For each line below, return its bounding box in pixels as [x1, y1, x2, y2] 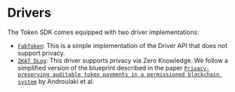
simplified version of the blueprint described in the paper [17, 63, 183, 72]
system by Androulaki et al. [17, 77, 95, 85]
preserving [17, 71, 50, 78]
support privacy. [17, 49, 65, 57]
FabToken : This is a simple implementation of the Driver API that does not [17, 41, 227, 49]
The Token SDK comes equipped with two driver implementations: [7, 28, 199, 36]
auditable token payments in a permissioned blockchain [52, 71, 220, 78]
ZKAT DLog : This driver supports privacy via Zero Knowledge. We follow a [17, 56, 229, 64]
